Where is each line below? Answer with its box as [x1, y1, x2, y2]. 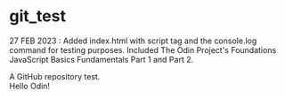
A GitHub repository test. [9, 71, 101, 81]
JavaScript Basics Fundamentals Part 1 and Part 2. [9, 54, 194, 64]
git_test [9, 6, 67, 26]
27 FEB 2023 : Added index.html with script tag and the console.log [9, 35, 257, 46]
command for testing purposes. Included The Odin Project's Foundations [9, 44, 277, 55]
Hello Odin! [9, 80, 51, 91]
